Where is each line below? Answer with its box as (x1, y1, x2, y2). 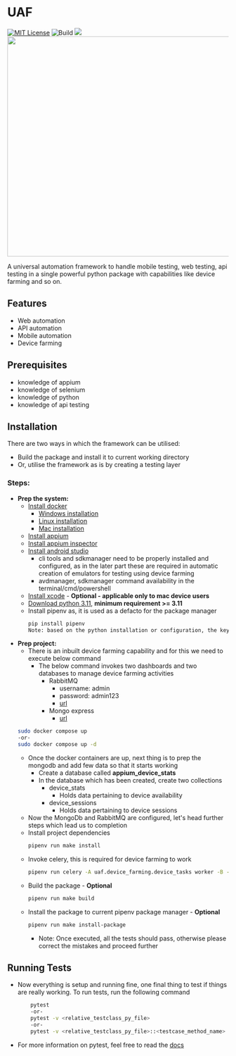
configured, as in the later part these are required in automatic (38, 561, 218, 570)
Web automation (17, 316, 65, 325)
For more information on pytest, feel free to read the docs (17, 1041, 185, 1049)
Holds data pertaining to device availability (59, 791, 183, 800)
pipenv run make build (27, 895, 95, 902)
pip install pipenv (27, 620, 86, 627)
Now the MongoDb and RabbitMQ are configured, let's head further (27, 814, 224, 822)
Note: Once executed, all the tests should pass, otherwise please (38, 934, 227, 943)
